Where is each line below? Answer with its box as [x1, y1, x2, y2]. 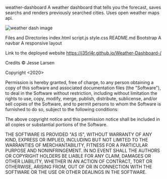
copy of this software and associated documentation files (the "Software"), [5, 85, 161, 91]
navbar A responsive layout [5, 40, 62, 46]
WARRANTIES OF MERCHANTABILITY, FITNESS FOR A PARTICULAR [5, 142, 148, 148]
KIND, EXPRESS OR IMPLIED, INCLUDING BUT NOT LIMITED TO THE [5, 137, 148, 142]
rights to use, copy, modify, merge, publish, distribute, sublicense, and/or [5, 96, 157, 101]
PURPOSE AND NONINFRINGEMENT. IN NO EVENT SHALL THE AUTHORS [5, 148, 160, 154]
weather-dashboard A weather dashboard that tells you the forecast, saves [5, 5, 161, 10]
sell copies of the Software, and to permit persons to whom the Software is [5, 101, 161, 107]
